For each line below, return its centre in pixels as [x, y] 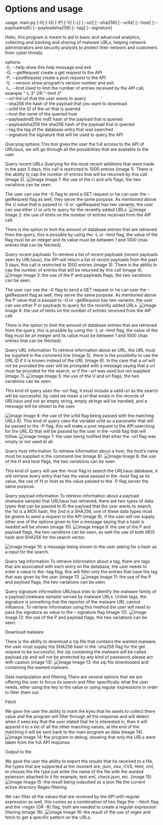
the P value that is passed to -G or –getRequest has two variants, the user [79, 300]
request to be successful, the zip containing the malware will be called [76, 651]
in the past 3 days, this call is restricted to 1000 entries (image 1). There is [79, 169]
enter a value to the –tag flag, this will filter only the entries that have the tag [81, 571]
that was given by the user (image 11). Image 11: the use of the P [78, 577]
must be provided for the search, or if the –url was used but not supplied [78, 371]
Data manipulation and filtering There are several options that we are [74, 677]
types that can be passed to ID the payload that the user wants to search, [79, 506]
